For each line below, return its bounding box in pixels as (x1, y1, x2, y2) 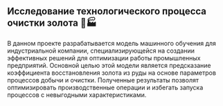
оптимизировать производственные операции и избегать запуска (7, 83, 204, 91)
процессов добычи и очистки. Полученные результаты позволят (7, 76, 199, 84)
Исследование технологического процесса (7, 6, 206, 17)
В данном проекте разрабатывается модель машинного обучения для (7, 39, 217, 47)
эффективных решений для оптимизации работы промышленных (7, 53, 201, 62)
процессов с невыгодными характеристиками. (7, 90, 147, 99)
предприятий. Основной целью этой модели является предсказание (7, 61, 211, 69)
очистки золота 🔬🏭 (7, 17, 97, 29)
